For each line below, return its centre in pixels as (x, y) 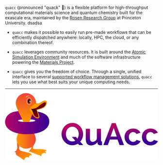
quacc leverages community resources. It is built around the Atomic (79, 52)
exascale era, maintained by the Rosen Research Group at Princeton (73, 18)
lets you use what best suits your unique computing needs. (71, 82)
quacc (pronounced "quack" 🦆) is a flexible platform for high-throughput (77, 7)
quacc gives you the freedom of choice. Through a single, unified (77, 72)
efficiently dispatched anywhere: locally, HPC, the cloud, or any (75, 37)
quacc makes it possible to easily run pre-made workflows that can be (81, 32)
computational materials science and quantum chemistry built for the (74, 13)
